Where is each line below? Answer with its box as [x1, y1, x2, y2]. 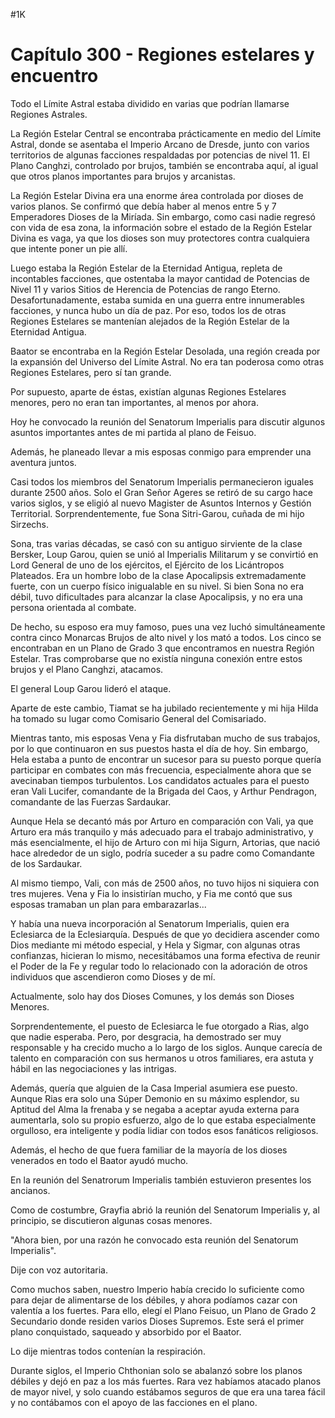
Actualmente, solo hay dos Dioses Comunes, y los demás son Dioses [10, 990, 295, 1002]
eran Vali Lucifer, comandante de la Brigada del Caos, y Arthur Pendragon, [10, 785, 318, 797]
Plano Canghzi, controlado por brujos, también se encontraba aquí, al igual [10, 159, 319, 171]
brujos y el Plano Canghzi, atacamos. [10, 663, 164, 675]
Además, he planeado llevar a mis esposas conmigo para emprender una [10, 445, 312, 458]
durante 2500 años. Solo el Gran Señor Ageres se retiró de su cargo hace [10, 486, 314, 498]
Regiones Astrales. [10, 108, 88, 120]
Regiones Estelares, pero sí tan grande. [10, 366, 172, 378]
